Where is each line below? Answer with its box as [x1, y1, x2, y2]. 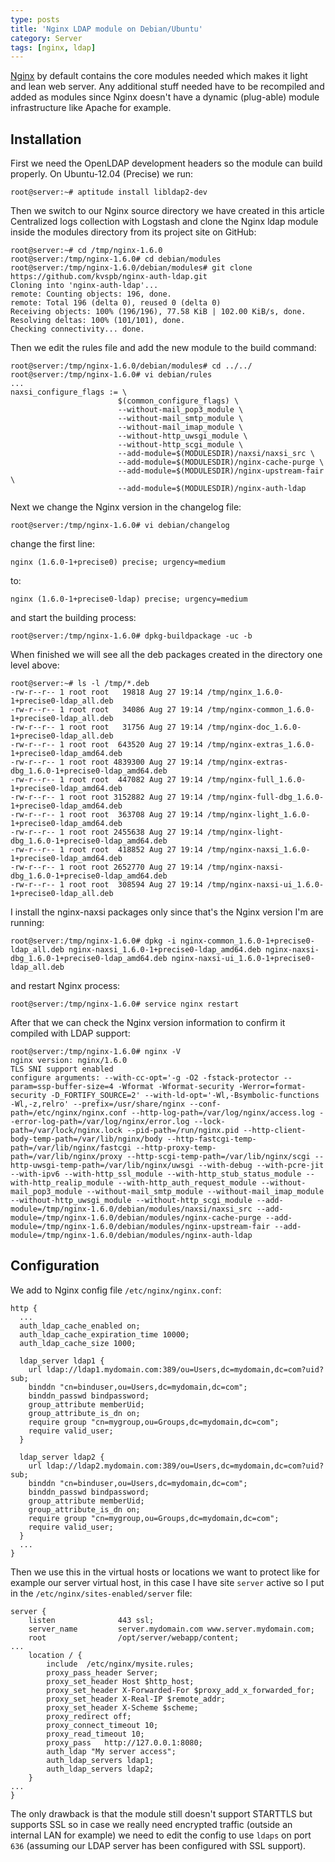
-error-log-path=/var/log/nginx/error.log [10, 1117, 190, 1127]
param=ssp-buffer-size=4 [10, 1082, 114, 1092]
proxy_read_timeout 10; [46, 1729, 145, 1739]
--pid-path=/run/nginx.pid [126, 1126, 240, 1136]
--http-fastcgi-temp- [166, 1134, 257, 1145]
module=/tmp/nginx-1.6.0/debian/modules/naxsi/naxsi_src [10, 1204, 253, 1215]
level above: [10, 659, 60, 671]
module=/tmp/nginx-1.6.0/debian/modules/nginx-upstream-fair [10, 1222, 271, 1232]
